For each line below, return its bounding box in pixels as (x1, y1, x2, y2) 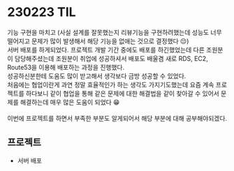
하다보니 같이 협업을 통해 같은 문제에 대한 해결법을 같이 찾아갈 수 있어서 (25, 89, 220, 98)
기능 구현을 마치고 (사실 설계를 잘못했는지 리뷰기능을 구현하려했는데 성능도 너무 (7, 28, 222, 36)
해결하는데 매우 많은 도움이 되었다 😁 (20, 98, 120, 106)
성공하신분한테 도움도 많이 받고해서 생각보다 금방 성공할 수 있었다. (7, 71, 187, 80)
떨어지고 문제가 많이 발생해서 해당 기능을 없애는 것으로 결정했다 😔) (7, 36, 189, 45)
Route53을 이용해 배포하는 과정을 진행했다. (7, 63, 125, 71)
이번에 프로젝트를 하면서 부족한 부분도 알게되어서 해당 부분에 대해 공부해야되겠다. (7, 114, 228, 122)
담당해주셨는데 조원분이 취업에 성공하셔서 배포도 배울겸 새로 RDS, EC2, (14, 54, 208, 63)
